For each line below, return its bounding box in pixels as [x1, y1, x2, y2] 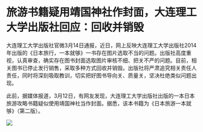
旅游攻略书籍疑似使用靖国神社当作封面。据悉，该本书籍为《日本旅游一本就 [6, 99, 192, 107]
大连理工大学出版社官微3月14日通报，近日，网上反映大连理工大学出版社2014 [6, 42, 197, 49]
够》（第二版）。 [6, 107, 43, 115]
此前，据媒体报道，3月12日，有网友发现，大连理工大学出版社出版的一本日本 [6, 92, 195, 99]
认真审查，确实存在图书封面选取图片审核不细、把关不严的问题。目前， [16, 57, 192, 64]
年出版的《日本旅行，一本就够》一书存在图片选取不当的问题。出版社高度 [6, 49, 186, 56]
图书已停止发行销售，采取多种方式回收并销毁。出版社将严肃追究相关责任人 [11, 64, 197, 71]
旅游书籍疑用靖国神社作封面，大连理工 [6, 5, 198, 19]
